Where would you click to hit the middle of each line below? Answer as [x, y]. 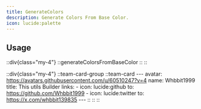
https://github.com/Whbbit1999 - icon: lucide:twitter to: [75, 93]
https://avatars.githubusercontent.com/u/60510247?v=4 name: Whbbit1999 [101, 81]
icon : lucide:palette [34, 23]
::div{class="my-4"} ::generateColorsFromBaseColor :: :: [77, 62]
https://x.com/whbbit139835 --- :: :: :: [53, 100]
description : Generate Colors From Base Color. [68, 18]
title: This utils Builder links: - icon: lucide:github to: [70, 87]
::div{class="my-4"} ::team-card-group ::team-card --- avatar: [84, 74]
